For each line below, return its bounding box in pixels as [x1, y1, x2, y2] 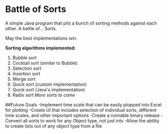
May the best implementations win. [5, 35, 78, 41]
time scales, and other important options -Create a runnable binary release [5, 112, 160, 118]
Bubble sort [12, 54, 37, 61]
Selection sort [12, 65, 42, 71]
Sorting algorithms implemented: [5, 45, 76, 51]
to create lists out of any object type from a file [5, 123, 102, 129]
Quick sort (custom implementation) [12, 81, 87, 87]
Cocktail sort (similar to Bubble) [12, 60, 78, 66]
